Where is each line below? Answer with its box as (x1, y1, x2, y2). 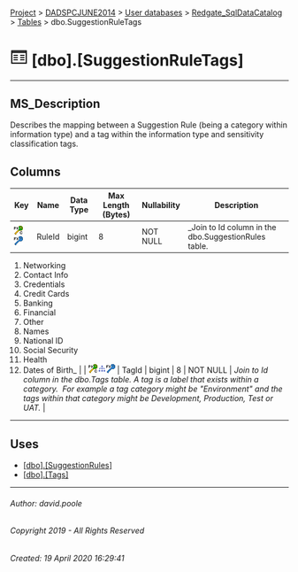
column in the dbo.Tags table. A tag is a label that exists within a (22, 375, 259, 385)
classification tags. (10, 138, 79, 150)
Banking (22, 298, 54, 309)
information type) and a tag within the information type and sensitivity (10, 129, 264, 140)
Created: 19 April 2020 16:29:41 (10, 553, 125, 564)
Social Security (22, 345, 79, 356)
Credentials (22, 279, 65, 290)
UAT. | (22, 403, 46, 414)
